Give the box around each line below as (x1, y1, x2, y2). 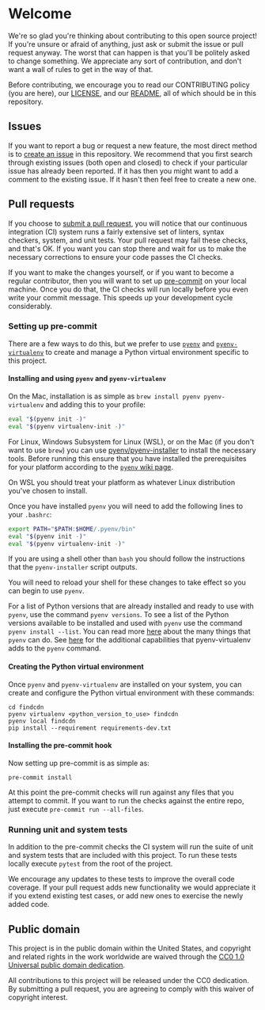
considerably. (8, 301, 53, 311)
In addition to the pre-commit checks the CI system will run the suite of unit (8, 842, 254, 852)
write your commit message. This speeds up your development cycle (8, 292, 233, 302)
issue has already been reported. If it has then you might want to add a (8, 166, 239, 175)
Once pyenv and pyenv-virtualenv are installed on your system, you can (8, 679, 243, 689)
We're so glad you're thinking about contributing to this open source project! (8, 31, 257, 40)
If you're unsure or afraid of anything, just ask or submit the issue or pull (8, 39, 244, 48)
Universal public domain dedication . (8, 960, 125, 970)
